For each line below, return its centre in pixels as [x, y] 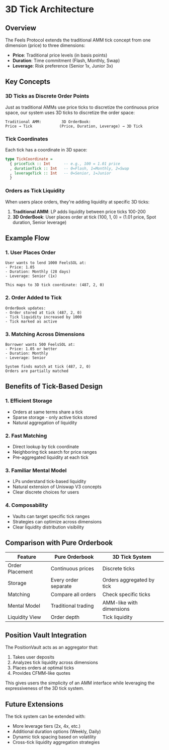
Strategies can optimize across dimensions [57, 521]
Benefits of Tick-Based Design [54, 386]
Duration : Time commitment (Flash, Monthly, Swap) [66, 61]
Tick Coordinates [27, 139]
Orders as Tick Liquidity [35, 191]
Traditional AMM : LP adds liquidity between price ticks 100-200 [79, 211]
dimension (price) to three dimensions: [45, 45]
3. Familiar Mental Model [36, 470]
